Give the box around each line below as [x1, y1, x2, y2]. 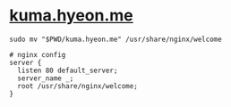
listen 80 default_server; [17, 66, 118, 75]
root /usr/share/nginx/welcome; [17, 81, 139, 90]
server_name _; [17, 73, 74, 83]
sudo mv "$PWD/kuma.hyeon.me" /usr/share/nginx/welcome [9, 35, 222, 44]
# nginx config [9, 50, 66, 59]
